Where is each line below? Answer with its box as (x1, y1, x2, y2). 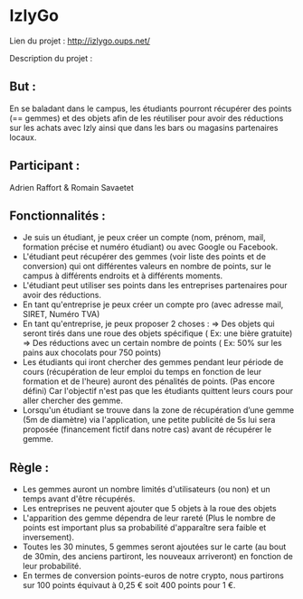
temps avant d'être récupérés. (22, 493, 136, 504)
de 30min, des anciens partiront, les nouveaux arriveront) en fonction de (22, 551, 294, 562)
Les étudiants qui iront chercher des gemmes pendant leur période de (22, 357, 284, 368)
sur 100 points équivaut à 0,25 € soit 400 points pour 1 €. (22, 580, 236, 591)
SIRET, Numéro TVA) (22, 309, 100, 320)
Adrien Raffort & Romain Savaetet (9, 182, 134, 192)
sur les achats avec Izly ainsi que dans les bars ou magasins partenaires (9, 122, 279, 133)
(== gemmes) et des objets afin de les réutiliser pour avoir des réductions (9, 112, 284, 123)
